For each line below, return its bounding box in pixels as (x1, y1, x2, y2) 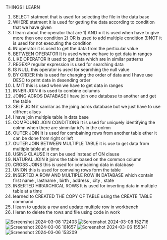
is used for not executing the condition (12, 40, 92, 46)
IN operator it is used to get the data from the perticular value (12, 46, 138, 51)
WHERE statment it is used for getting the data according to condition (12, 19, 155, 25)
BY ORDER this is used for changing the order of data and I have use (12, 72, 153, 78)
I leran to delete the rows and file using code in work (12, 209, 120, 215)
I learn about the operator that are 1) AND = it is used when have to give (12, 30, 160, 35)
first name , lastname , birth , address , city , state (12, 177, 114, 183)
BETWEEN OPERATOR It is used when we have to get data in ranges (12, 51, 152, 57)
